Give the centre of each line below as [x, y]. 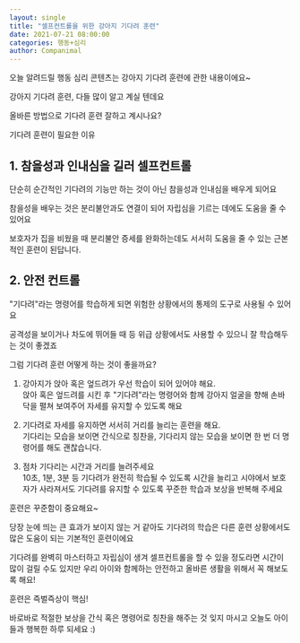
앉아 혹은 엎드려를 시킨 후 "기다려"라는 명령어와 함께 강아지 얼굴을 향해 [145, 395]
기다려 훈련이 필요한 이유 [52, 135]
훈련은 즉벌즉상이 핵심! [49, 598]
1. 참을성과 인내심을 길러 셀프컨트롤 [101, 165]
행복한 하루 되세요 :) [60, 629]
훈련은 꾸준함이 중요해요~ [54, 508]
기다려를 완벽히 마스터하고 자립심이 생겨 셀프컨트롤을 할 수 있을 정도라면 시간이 [147, 557]
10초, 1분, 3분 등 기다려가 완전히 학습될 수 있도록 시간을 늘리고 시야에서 [146, 477]
